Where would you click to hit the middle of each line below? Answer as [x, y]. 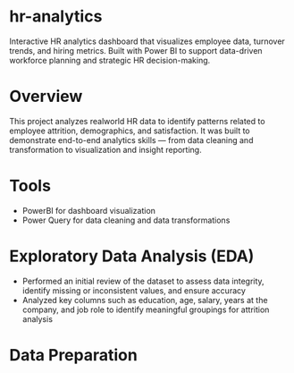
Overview [46, 97]
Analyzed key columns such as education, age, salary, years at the [145, 300]
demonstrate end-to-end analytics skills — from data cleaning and [131, 140]
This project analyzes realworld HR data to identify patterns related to [137, 121]
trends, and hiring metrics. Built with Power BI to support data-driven [136, 50]
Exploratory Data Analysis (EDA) [132, 256]
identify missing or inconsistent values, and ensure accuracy [134, 290]
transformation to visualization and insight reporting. [106, 149]
